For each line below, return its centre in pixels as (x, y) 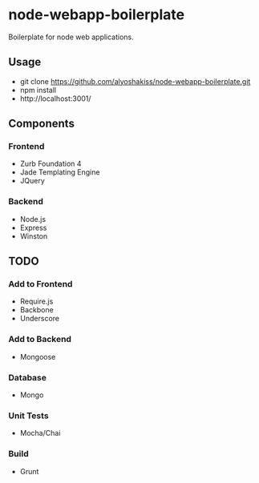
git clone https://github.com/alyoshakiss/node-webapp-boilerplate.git (135, 81)
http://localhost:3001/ (55, 99)
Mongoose (38, 356)
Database (27, 377)
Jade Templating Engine (60, 172)
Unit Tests (29, 416)
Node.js (33, 219)
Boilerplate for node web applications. (71, 37)
